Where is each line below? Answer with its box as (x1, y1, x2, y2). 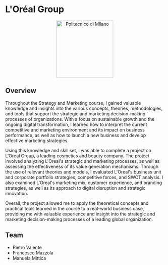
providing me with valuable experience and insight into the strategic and (5, 211, 155, 217)
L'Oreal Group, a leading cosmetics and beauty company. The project (5, 153, 150, 159)
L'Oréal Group (5, 4, 65, 15)
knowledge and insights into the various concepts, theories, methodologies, (5, 105, 163, 111)
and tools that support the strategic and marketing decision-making (5, 110, 146, 117)
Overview (5, 86, 37, 95)
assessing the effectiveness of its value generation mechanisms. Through (5, 163, 159, 169)
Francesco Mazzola (12, 249, 54, 256)
